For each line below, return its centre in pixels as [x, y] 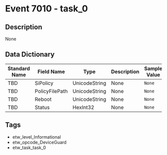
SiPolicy [44, 83]
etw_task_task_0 [29, 148]
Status [42, 107]
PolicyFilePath [51, 91]
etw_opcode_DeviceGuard [40, 142]
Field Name [51, 72]
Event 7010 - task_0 [46, 9]
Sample [153, 69]
